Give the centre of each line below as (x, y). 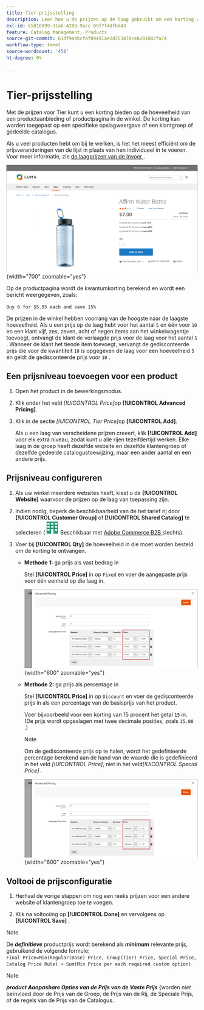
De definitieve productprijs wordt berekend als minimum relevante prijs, (97, 944)
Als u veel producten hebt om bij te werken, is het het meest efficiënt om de (101, 143)
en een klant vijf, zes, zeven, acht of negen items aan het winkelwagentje (98, 331)
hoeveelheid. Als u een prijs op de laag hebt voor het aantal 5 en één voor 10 (102, 325)
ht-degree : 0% (24, 58)
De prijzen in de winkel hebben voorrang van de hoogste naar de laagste (97, 318)
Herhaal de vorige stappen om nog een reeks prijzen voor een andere (102, 895)
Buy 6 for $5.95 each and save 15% (51, 307)
